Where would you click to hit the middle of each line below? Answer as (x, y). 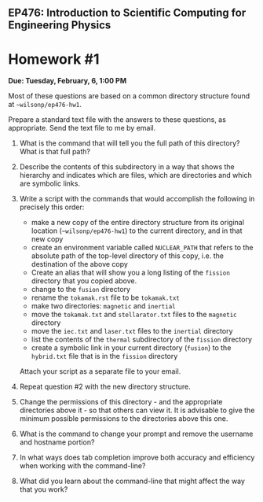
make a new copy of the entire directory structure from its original (138, 223)
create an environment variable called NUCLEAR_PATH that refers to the (142, 248)
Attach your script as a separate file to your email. (100, 371)
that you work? (44, 489)
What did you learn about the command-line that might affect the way (132, 481)
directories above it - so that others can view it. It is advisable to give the (137, 410)
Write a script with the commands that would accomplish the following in (137, 199)
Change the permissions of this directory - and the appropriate (121, 402)
